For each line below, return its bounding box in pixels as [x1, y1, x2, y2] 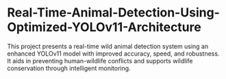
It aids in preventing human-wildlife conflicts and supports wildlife [7, 56, 193, 65]
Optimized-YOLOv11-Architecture [7, 19, 202, 35]
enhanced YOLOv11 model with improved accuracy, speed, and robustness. [7, 49, 220, 58]
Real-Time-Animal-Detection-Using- [7, 5, 221, 21]
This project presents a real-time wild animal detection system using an [7, 42, 209, 50]
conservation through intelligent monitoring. [7, 64, 131, 72]
